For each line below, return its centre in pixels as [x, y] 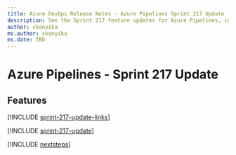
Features [27, 100]
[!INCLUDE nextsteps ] [39, 144]
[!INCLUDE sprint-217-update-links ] [59, 117]
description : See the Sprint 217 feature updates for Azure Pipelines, [114, 20]
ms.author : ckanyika [38, 33]
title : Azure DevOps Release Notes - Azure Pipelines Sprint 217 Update [116, 14]
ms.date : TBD [26, 40]
